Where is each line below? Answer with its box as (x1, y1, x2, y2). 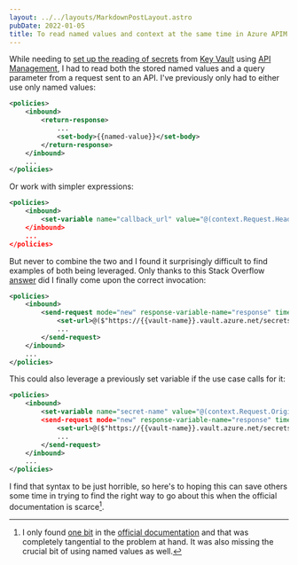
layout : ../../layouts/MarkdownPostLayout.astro (9, 12, 192, 22)
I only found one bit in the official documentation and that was (21, 527, 249, 538)
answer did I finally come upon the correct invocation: (9, 274, 207, 285)
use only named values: (9, 82, 96, 93)
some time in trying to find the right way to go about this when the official (9, 490, 278, 501)
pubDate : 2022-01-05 (9, 21, 86, 30)
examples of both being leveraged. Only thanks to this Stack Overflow (9, 265, 265, 276)
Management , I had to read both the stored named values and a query (9, 63, 265, 74)
